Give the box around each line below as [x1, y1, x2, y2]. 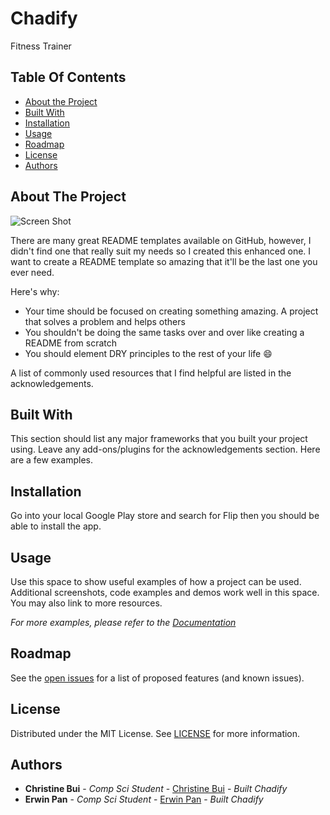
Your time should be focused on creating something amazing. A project [24, 305, 319, 317]
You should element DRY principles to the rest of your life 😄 [24, 347, 273, 359]
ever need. [10, 266, 55, 278]
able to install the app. [10, 520, 102, 532]
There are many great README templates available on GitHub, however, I [10, 234, 312, 246]
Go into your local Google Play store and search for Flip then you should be [10, 510, 320, 522]
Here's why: [10, 285, 60, 297]
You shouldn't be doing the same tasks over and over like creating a [24, 326, 305, 338]
